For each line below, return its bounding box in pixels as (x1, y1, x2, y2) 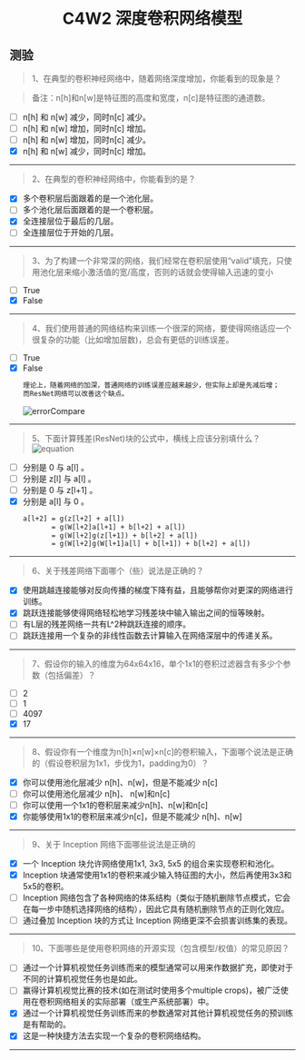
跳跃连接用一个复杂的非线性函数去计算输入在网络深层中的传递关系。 (22, 630, 278, 641)
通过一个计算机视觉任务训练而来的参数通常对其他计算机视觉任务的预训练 (22, 1007, 293, 1018)
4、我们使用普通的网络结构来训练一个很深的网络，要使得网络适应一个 (31, 322, 292, 333)
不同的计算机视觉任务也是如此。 (22, 974, 143, 985)
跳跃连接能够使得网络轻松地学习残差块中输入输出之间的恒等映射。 (22, 608, 270, 619)
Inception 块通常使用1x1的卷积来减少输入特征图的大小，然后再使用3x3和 (22, 869, 292, 881)
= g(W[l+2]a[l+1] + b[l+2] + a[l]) (51, 522, 186, 531)
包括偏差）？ (47, 669, 96, 680)
